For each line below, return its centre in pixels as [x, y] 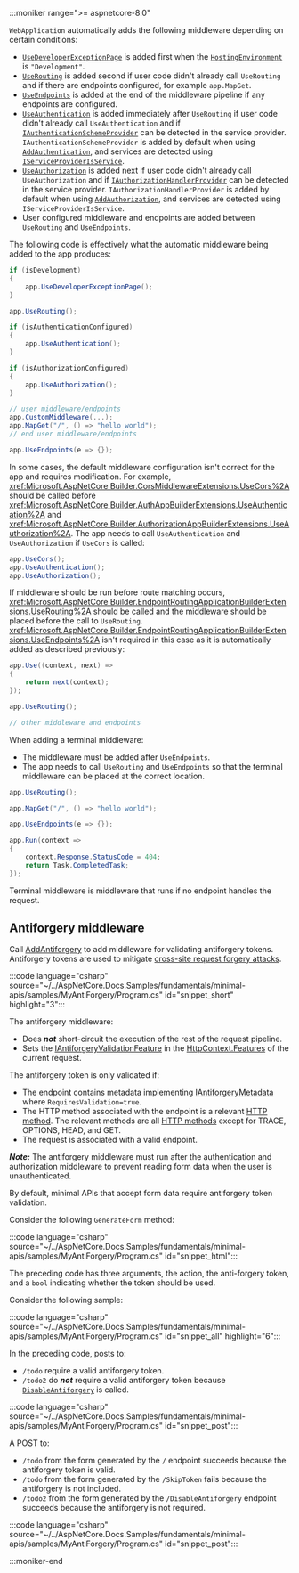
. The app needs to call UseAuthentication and [156, 533]
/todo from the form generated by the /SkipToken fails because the [144, 1479]
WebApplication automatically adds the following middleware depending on [146, 30]
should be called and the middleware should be [180, 611]
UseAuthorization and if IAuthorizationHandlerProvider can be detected [155, 180]
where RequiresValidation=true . [82, 1102]
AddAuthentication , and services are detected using [117, 151]
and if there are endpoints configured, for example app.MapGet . [137, 85]
